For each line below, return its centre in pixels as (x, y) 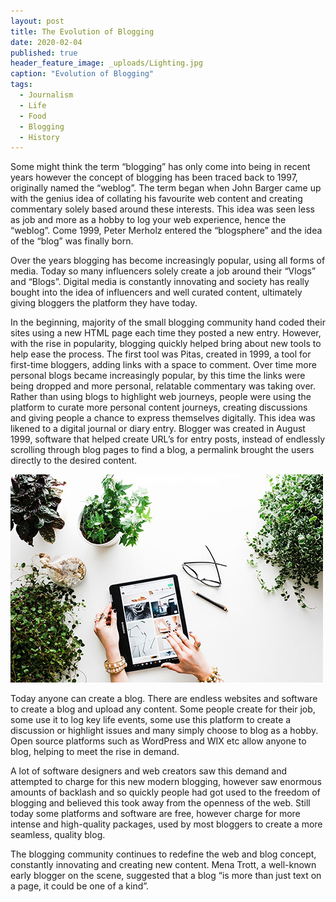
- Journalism (46, 95)
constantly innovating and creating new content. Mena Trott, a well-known (163, 865)
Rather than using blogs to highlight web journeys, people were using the (161, 397)
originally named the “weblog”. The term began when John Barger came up (166, 188)
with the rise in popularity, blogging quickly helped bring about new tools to (166, 344)
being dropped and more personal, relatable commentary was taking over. (163, 386)
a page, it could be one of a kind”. (80, 886)
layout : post (37, 21)
